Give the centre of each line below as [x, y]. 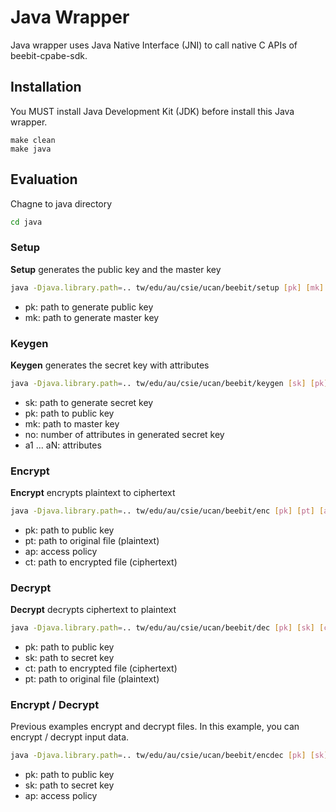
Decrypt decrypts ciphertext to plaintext [93, 610]
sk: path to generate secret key [89, 402]
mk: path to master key [72, 423]
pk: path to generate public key [89, 307]
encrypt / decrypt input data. [70, 737]
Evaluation [44, 179]
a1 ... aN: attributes [63, 445]
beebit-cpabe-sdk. [49, 55]
